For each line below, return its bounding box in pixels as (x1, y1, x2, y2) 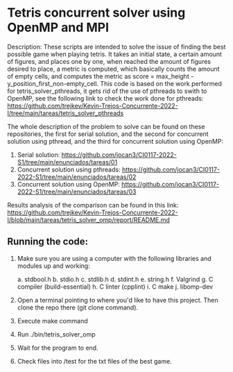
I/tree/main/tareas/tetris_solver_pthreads (7, 109, 124, 117)
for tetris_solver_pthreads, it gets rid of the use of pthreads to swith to (7, 87, 207, 95)
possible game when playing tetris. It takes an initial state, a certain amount (7, 50, 222, 58)
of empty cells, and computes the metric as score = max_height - (7, 71, 194, 81)
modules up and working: (17, 262, 90, 270)
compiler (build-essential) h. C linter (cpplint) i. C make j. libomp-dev (17, 282, 214, 291)
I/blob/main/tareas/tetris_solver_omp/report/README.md (7, 215, 170, 223)
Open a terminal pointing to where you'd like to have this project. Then (17, 296, 218, 304)
